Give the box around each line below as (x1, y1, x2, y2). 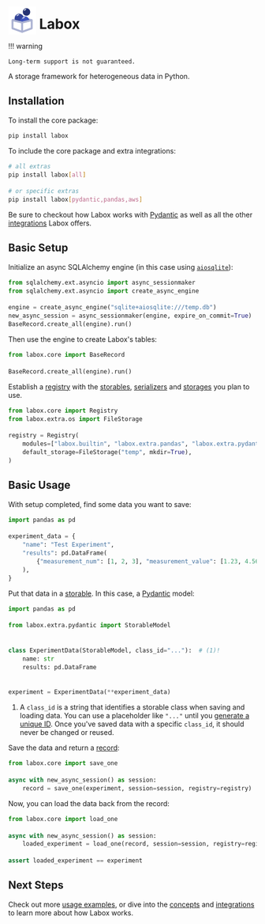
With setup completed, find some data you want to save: (8, 499, 192, 509)
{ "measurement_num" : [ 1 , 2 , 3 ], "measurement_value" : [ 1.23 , (36, 558, 242, 566)
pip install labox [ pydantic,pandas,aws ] (8, 195, 144, 204)
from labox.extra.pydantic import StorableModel (8, 622, 171, 630)
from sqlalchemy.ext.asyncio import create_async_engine (8, 286, 200, 295)
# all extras (8, 162, 51, 170)
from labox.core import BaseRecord (8, 351, 125, 359)
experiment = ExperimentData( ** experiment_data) (8, 688, 171, 696)
